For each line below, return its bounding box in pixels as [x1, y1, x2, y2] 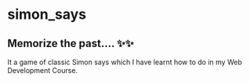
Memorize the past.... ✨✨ [7, 37, 134, 50]
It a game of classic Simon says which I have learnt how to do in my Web [7, 57, 242, 67]
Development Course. [7, 66, 78, 75]
